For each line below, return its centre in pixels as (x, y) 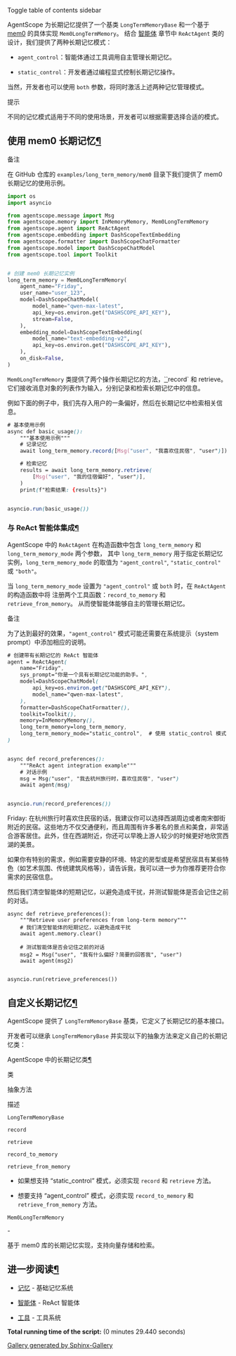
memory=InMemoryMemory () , (58, 720)
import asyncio (29, 203)
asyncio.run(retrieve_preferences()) (63, 980)
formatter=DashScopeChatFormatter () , (75, 707)
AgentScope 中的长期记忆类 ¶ (50, 1060)
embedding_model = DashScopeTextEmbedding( (81, 332)
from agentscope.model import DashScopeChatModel (81, 248)
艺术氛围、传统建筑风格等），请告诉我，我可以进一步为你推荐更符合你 (126, 868)
